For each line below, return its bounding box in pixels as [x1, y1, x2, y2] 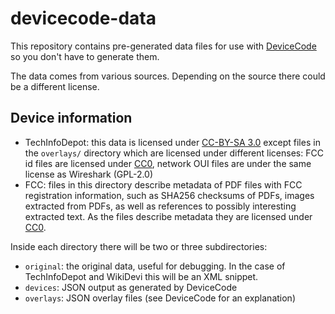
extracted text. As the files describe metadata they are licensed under [24, 210, 313, 222]
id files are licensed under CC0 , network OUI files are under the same [24, 157, 312, 169]
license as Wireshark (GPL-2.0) [24, 168, 154, 180]
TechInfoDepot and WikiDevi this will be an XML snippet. [24, 270, 259, 282]
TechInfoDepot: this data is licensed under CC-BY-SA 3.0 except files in [24, 136, 321, 148]
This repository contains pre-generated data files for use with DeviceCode [10, 40, 317, 52]
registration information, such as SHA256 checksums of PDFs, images [24, 189, 315, 201]
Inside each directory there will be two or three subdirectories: [10, 240, 268, 252]
